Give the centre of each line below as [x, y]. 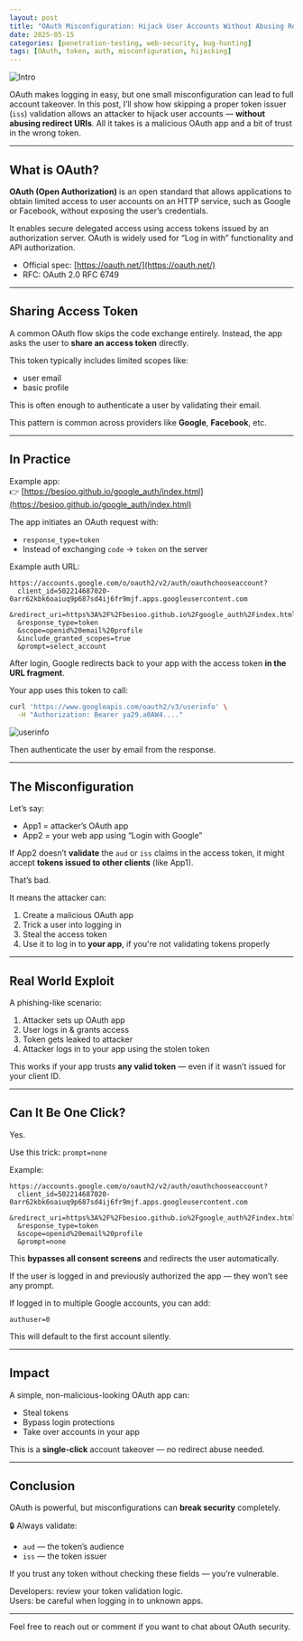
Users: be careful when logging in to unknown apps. [106, 1601]
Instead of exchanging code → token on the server [115, 549]
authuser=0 [30, 1319]
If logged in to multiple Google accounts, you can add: [110, 1303]
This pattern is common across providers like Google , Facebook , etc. [138, 422]
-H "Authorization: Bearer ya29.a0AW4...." [100, 715]
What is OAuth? [54, 169]
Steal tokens [46, 1412]
